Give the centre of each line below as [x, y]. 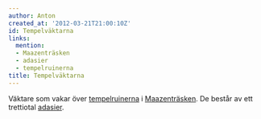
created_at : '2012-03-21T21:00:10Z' [70, 23]
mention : [30, 46]
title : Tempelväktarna [46, 76]
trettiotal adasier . [36, 107]
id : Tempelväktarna [41, 31]
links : [19, 38]
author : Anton [32, 16]
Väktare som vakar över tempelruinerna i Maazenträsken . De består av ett [131, 98]
